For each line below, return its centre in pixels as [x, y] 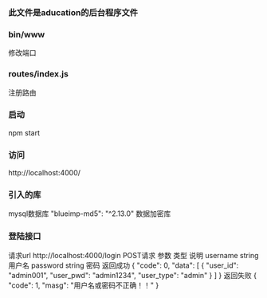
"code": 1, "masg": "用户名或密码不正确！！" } [84, 285]
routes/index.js [39, 74]
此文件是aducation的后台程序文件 [73, 12]
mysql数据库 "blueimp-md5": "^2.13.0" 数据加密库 [90, 214]
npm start [24, 132]
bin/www [27, 34]
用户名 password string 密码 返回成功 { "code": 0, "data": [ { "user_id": [124, 265]
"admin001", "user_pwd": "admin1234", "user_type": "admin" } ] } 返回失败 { [133, 275]
